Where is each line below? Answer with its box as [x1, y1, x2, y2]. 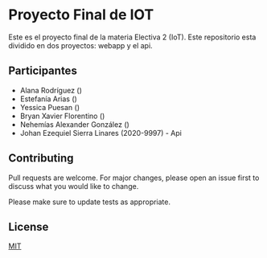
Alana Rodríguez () [19, 85, 83, 95]
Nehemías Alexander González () [19, 119, 130, 129]
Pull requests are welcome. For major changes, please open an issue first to [8, 173, 260, 182]
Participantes [8, 64, 78, 78]
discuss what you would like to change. [8, 181, 139, 190]
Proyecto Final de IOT [8, 6, 154, 24]
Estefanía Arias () [19, 94, 78, 104]
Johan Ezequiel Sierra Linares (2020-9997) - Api [19, 128, 183, 137]
